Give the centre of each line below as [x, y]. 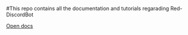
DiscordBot [20, 15]
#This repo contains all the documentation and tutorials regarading [88, 8]
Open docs [20, 26]
